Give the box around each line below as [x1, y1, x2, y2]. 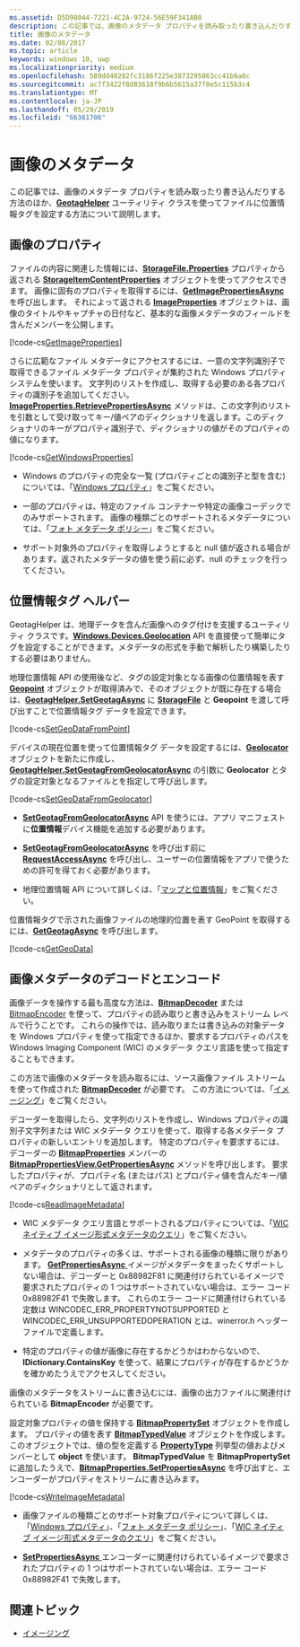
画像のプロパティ [9, 237, 103, 252]
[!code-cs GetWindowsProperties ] [9, 451, 134, 462]
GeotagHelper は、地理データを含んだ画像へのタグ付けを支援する [9, 618, 252, 629]
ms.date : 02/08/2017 [9, 38, 87, 48]
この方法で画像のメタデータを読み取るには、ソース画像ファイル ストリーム [9, 1072, 286, 1082]
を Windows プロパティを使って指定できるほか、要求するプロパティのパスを [9, 1030, 289, 1041]
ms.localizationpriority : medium [9, 64, 134, 73]
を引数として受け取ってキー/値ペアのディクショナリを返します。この [9, 411, 261, 422]
